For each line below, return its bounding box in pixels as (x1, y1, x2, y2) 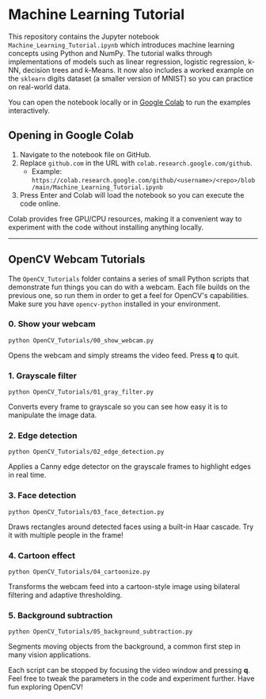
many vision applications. (8, 650, 91, 659)
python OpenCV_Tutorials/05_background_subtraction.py (8, 628, 193, 636)
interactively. (8, 105, 50, 115)
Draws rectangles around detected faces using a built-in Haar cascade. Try (8, 522, 254, 531)
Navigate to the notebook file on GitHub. (19, 149, 152, 159)
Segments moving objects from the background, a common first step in (8, 642, 241, 652)
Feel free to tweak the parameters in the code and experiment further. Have (8, 674, 255, 683)
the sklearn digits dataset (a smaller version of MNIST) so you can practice (8, 74, 253, 83)
